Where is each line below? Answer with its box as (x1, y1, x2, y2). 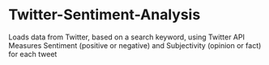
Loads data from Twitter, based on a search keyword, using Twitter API (8, 32, 246, 42)
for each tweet (8, 49, 58, 59)
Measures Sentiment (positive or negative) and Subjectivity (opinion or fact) (8, 40, 262, 50)
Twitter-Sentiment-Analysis (8, 6, 201, 24)
